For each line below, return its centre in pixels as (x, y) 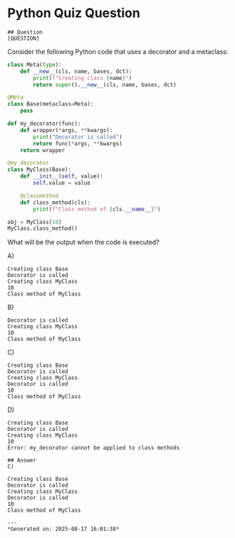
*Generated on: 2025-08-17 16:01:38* (63, 529)
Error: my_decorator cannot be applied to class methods (94, 448)
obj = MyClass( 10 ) (35, 222)
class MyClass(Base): (40, 170)
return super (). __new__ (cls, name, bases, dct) (105, 85)
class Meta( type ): (35, 65)
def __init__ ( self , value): (62, 176)
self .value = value (62, 183)
